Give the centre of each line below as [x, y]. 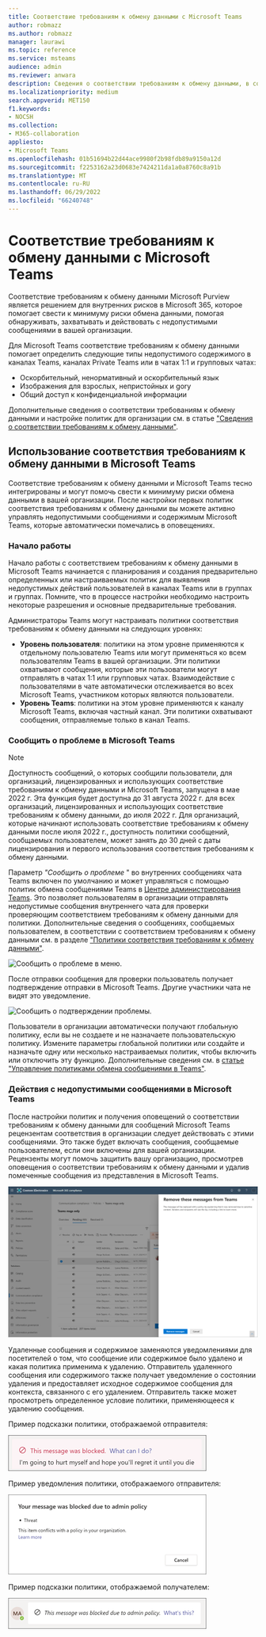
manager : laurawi [37, 42]
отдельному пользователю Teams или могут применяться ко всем [133, 652]
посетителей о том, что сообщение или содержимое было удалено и [125, 1358]
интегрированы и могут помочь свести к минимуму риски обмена [122, 491]
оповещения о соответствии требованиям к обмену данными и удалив [129, 1167]
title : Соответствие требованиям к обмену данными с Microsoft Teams [125, 17]
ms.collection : [33, 126]
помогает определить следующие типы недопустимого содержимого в [130, 353]
